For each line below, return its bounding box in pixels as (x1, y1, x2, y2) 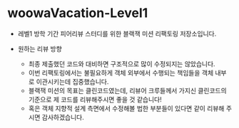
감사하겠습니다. (41, 112, 84, 122)
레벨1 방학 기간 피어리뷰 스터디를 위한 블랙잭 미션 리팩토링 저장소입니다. (17, 29, 217, 38)
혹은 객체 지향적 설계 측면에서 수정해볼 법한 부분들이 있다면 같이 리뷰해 (28, 104, 225, 112)
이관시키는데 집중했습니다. (36, 77, 109, 86)
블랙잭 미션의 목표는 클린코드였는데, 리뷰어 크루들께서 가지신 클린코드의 (28, 86, 227, 95)
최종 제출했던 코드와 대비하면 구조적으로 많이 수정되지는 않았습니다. (28, 59, 215, 68)
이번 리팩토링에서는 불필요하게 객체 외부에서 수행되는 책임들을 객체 (28, 68, 214, 77)
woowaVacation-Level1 (7, 5, 148, 21)
